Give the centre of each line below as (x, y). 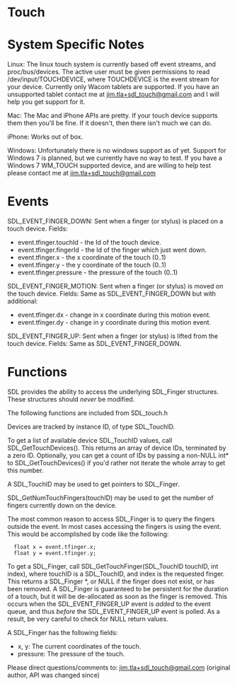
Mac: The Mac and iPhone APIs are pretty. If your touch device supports (112, 116)
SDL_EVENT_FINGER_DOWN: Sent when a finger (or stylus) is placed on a (115, 221)
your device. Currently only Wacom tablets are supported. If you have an (113, 87)
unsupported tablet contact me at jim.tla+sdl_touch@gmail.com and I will (113, 94)
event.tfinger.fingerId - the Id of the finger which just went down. (112, 250)
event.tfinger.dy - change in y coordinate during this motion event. (114, 322)
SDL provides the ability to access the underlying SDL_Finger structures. (113, 392)
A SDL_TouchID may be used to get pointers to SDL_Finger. (94, 484)
